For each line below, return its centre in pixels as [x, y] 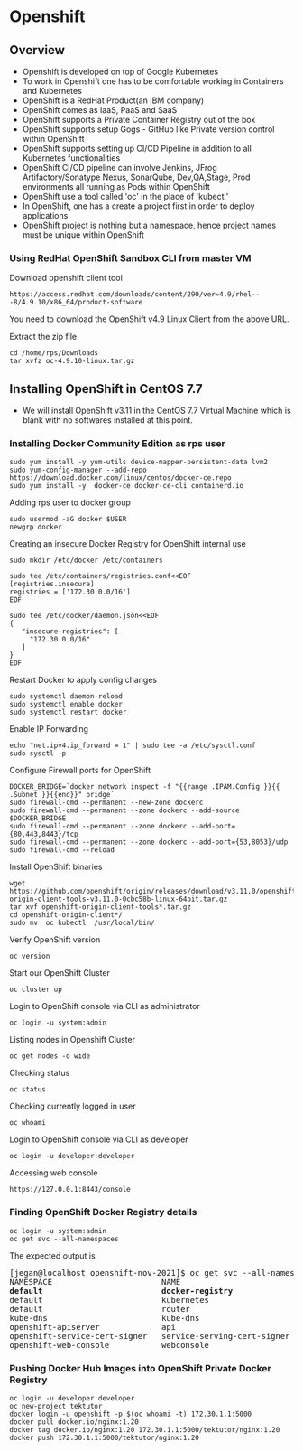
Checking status [40, 1073]
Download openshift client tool [66, 278]
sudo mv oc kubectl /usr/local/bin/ [82, 923]
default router [100, 1309]
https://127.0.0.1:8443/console [70, 1190]
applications [45, 215]
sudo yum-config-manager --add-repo [78, 470]
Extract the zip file [43, 337]
